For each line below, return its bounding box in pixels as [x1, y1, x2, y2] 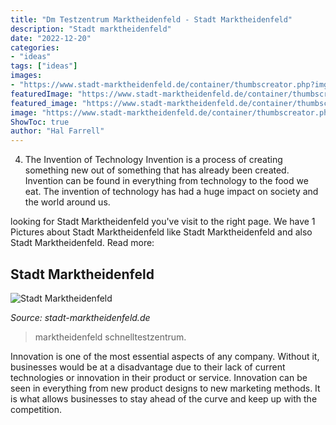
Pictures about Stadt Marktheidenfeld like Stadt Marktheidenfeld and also [10, 226, 313, 238]
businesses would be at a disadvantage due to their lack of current [10, 361, 286, 373]
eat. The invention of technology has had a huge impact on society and [24, 186, 319, 198]
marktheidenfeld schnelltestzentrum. [34, 331, 187, 343]
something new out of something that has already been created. [24, 164, 290, 176]
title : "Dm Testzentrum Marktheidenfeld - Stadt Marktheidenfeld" [10, 14, 293, 25]
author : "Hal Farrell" [10, 126, 105, 136]
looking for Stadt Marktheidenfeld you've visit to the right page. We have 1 [10, 216, 316, 228]
